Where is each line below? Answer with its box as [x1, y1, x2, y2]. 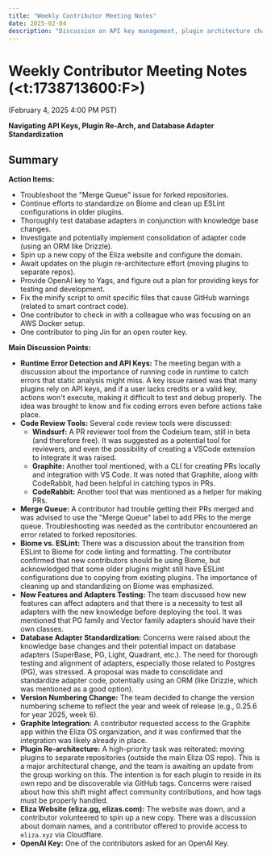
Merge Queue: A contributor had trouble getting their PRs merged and [19, 504, 254, 514]
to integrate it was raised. [31, 453, 117, 462]
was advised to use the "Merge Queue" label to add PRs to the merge [19, 513, 252, 523]
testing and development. [19, 284, 106, 294]
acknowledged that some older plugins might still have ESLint [19, 564, 224, 574]
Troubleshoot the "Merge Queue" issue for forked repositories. [19, 190, 229, 200]
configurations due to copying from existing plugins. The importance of [19, 573, 258, 582]
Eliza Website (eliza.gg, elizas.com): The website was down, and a [19, 804, 246, 814]
